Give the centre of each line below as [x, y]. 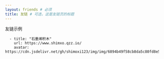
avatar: [21, 47]
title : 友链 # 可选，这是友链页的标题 [40, 14]
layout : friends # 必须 [29, 10]
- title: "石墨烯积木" [31, 39]
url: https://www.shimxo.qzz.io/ [48, 43]
